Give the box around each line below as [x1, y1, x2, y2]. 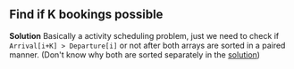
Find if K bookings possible [9, 7, 164, 22]
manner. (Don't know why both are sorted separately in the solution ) [9, 49, 261, 60]
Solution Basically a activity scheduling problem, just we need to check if [9, 30, 280, 41]
